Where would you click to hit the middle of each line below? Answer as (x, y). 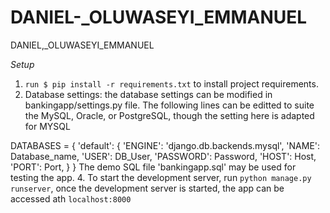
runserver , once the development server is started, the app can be (147, 188)
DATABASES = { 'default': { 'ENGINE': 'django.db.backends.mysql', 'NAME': (165, 145)
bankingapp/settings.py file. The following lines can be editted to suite (169, 105)
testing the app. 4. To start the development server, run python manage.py (161, 177)
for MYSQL (47, 126)
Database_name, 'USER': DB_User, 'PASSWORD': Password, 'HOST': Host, (163, 156)
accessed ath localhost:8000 (71, 198)
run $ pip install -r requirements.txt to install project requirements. (171, 83)
